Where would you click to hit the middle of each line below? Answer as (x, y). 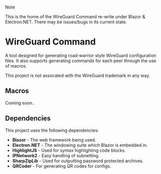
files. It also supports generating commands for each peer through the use (81, 61)
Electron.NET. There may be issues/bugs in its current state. (66, 22)
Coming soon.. (20, 103)
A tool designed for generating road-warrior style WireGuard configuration (81, 55)
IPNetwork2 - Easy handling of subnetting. (56, 155)
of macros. (16, 66)
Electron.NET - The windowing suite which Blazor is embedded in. (80, 145)
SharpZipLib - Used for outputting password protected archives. (78, 161)
